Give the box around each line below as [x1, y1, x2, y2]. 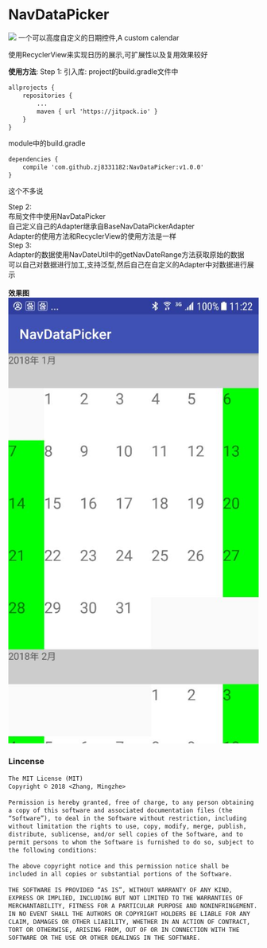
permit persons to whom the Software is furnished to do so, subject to [8, 838, 254, 847]
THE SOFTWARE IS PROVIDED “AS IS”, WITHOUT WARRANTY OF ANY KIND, [8, 886, 233, 895]
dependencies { [8, 155, 59, 163]
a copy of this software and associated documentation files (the [8, 806, 233, 815]
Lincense [8, 755, 45, 767]
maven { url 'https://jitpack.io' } [37, 107, 158, 115]
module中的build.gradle [8, 138, 86, 148]
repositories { [22, 92, 73, 99]
